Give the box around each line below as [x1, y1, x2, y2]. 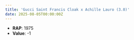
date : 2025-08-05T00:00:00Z [5, 12, 64, 17]
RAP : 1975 [12, 25, 34, 31]
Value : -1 [12, 30, 31, 36]
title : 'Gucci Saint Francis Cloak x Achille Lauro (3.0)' [5, 7, 130, 12]
